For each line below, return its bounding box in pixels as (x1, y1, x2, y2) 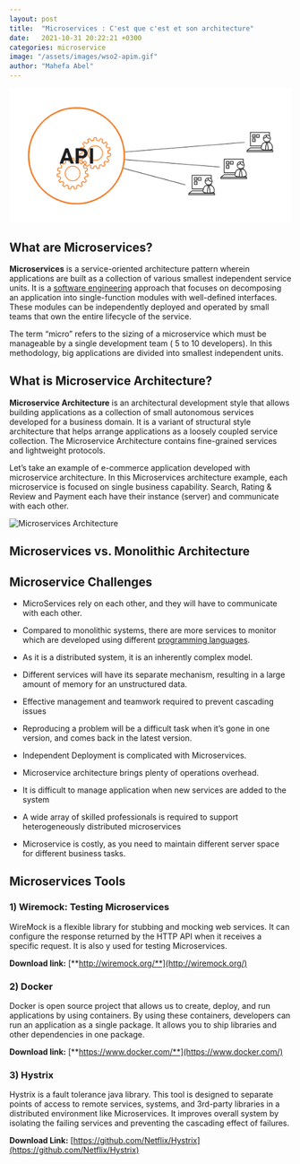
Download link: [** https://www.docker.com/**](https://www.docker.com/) (9, 1046, 284, 1057)
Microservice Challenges (9, 574, 153, 589)
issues (21, 706, 47, 717)
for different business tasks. (21, 848, 126, 858)
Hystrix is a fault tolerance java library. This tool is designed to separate (9, 1090, 274, 1100)
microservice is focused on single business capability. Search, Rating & (9, 481, 272, 492)
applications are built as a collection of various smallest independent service (9, 273, 292, 283)
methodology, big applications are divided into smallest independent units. (9, 347, 284, 358)
